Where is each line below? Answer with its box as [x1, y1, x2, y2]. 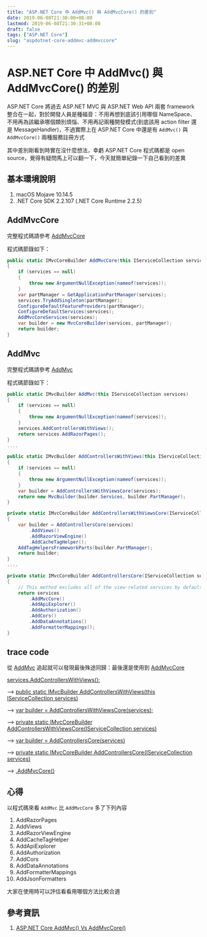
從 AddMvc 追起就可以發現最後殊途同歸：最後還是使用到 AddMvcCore [7, 664, 185, 672]
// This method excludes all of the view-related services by [18, 584, 181, 590]
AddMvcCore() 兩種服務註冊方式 [7, 133, 85, 141]
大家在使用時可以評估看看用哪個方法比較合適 [7, 888, 120, 895]
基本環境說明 [7, 174, 56, 184]
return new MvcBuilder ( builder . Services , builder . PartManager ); [18, 493, 186, 500]
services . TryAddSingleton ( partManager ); [18, 297, 123, 304]
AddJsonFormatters [15, 875, 67, 882]
